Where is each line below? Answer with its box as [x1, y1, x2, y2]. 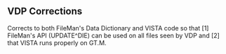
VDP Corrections [7, 6, 83, 17]
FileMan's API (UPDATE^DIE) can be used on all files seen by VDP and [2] [7, 31, 220, 39]
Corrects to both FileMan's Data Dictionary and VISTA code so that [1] [7, 24, 209, 32]
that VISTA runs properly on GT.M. [7, 38, 107, 47]
